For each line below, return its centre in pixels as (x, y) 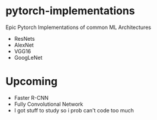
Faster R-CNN (31, 98)
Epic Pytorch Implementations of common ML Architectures (78, 27)
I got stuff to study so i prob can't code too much (74, 110)
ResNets (24, 38)
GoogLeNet (28, 57)
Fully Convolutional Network (49, 104)
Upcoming (32, 82)
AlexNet (24, 45)
